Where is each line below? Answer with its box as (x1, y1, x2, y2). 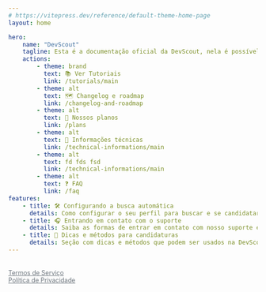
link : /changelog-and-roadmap (43, 99, 144, 107)
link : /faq (43, 187, 80, 195)
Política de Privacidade (8, 275, 76, 284)
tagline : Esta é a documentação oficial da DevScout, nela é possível (22, 48, 260, 56)
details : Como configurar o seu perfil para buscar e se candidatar (28, 209, 260, 217)
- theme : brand (36, 62, 87, 71)
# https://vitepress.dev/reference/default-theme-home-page (8, 11, 211, 20)
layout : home (8, 19, 51, 27)
